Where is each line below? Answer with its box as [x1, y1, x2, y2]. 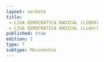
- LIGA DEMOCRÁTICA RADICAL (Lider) [8, 25, 99, 31]
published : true [6, 31, 46, 37]
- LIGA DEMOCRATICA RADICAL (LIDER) [8, 19, 99, 25]
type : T [6, 42, 25, 48]
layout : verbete [6, 8, 46, 15]
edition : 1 [6, 36, 33, 42]
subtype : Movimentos [6, 47, 57, 53]
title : [6, 14, 22, 20]
